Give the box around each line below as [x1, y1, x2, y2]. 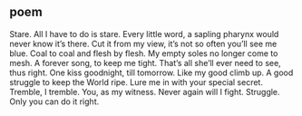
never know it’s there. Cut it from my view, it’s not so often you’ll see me [9, 38, 278, 49]
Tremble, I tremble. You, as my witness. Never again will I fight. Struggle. [9, 86, 280, 97]
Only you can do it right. [9, 96, 100, 107]
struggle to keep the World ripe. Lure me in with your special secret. [9, 76, 263, 87]
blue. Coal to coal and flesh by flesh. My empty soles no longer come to [9, 47, 278, 59]
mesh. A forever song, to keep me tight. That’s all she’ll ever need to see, [9, 57, 281, 68]
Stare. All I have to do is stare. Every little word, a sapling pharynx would [9, 28, 279, 39]
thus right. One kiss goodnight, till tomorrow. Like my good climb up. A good [9, 67, 294, 78]
